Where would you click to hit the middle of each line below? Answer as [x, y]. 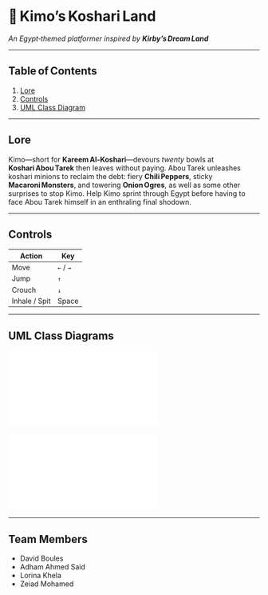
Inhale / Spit [31, 301]
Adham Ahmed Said [53, 567]
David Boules [41, 558]
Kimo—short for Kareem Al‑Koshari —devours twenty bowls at [111, 159]
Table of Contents [53, 71]
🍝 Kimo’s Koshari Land [82, 16]
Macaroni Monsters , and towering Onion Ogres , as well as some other [124, 185]
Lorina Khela [41, 575]
